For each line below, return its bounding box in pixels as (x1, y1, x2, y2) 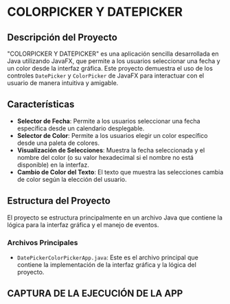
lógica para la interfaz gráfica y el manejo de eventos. (7, 220, 159, 229)
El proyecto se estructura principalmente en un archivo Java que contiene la (7, 213, 223, 222)
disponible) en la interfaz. (16, 161, 89, 169)
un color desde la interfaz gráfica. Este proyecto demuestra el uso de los (7, 65, 213, 72)
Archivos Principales (7, 237, 78, 247)
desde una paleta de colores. (16, 139, 100, 147)
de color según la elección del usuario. (16, 175, 127, 183)
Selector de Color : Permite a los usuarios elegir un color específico (16, 131, 208, 139)
